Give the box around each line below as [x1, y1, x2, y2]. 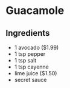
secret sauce [14, 76, 47, 83]
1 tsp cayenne [14, 63, 49, 70]
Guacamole [5, 4, 65, 18]
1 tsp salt [14, 57, 37, 64]
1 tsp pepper [14, 50, 46, 58]
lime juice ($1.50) [14, 70, 57, 76]
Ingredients [5, 28, 50, 38]
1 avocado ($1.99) [14, 44, 59, 51]
